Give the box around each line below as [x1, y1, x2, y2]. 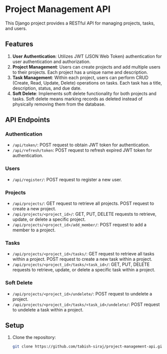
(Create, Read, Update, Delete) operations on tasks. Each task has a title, [12, 80, 162, 86]
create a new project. [12, 206, 56, 212]
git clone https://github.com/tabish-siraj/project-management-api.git [12, 344, 165, 349]
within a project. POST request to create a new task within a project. [12, 256, 153, 262]
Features [5, 40, 33, 49]
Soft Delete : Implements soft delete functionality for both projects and [12, 90, 157, 96]
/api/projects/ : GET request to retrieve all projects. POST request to [12, 200, 155, 206]
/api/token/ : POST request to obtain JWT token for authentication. [12, 142, 150, 148]
